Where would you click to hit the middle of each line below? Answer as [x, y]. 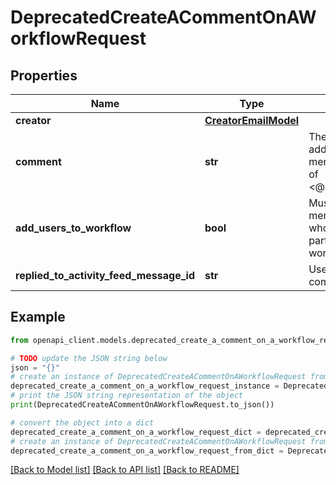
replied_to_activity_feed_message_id [105, 275]
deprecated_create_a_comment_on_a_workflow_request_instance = [145, 386]
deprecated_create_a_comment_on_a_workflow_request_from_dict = [147, 451]
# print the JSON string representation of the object [127, 396]
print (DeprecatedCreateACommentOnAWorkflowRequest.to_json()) [142, 405]
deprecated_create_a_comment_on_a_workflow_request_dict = [136, 432]
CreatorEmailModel [252, 120]
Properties [44, 75]
